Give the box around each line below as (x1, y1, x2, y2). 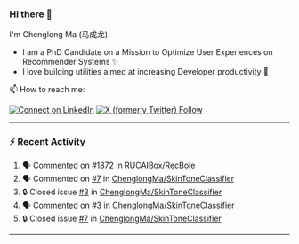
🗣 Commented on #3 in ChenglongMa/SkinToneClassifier (21, 200, 235, 210)
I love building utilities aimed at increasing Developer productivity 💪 (21, 67, 269, 77)
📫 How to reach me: (9, 84, 85, 95)
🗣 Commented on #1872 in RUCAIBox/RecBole (21, 160, 196, 170)
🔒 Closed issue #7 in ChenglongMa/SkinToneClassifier (21, 213, 222, 224)
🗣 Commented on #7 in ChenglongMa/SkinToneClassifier (21, 173, 234, 184)
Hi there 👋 (9, 8, 53, 20)
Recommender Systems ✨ (21, 57, 119, 67)
